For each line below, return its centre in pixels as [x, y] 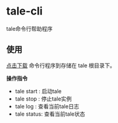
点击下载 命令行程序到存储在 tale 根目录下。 [61, 65]
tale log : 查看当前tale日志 [47, 106]
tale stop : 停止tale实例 [43, 99]
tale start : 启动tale [38, 91]
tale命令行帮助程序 [30, 28]
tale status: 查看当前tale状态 [50, 114]
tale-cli [25, 11]
